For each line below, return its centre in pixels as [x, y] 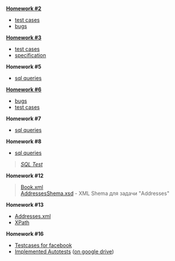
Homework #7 [23, 118]
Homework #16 [25, 234]
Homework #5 [24, 67]
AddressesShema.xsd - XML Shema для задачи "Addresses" [95, 193]
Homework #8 [24, 141]
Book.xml [32, 187]
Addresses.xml [33, 216]
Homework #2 [24, 9]
